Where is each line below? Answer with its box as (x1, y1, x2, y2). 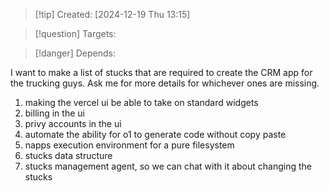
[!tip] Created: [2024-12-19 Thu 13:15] (34, 9, 191, 20)
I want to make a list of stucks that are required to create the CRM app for (10, 67, 313, 78)
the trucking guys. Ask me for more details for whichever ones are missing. (10, 77, 320, 89)
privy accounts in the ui (24, 118, 122, 129)
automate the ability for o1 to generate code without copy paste (24, 129, 287, 140)
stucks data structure (24, 150, 113, 161)
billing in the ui (24, 107, 85, 119)
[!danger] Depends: (34, 47, 116, 59)
